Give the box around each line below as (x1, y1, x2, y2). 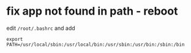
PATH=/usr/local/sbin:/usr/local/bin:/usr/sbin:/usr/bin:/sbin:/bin (6, 41, 185, 48)
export (6, 36, 23, 42)
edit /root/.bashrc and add (6, 24, 75, 32)
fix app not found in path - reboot (6, 4, 178, 18)
